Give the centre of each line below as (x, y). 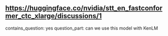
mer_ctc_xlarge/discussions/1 (54, 16)
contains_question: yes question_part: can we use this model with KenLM (82, 28)
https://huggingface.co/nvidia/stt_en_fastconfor (84, 8)
